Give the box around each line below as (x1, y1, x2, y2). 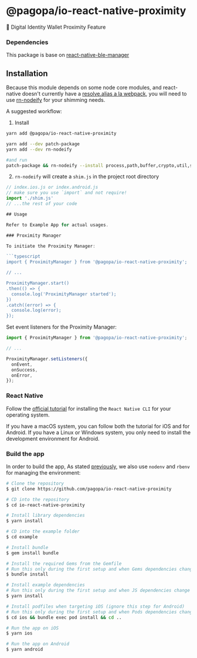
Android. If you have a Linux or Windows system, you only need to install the (6, 429, 191, 436)
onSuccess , (11, 367, 38, 373)
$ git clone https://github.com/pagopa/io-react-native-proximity (6, 486, 172, 492)
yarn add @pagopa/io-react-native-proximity (6, 131, 117, 137)
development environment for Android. (6, 435, 100, 442)
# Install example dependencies (6, 582, 85, 588)
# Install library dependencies (6, 513, 85, 519)
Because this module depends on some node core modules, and (6, 84, 162, 91)
